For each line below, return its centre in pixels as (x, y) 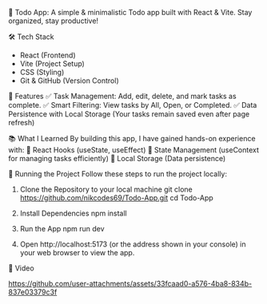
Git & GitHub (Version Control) (69, 81)
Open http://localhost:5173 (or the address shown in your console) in (133, 244)
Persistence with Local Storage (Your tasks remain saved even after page (129, 114)
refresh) (22, 122)
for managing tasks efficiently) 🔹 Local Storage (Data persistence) (117, 158)
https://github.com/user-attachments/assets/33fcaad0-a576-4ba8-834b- (130, 284)
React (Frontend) (48, 55)
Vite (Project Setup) (52, 63)
